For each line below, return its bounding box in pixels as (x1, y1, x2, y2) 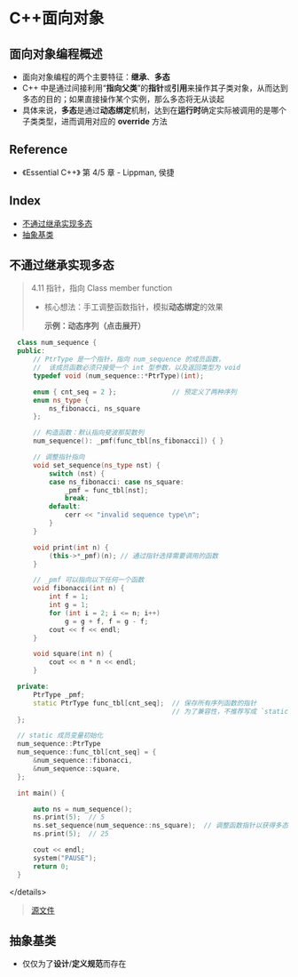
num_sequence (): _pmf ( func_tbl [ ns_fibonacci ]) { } (32, 436, 224, 445)
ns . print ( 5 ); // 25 (32, 829, 109, 838)
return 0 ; (32, 861, 69, 871)
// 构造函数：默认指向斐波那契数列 (32, 428, 145, 437)
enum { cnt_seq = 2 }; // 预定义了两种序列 (32, 388, 238, 396)
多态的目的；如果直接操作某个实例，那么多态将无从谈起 (21, 94, 224, 104)
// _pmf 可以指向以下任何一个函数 (32, 575, 145, 585)
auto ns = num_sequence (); (32, 805, 133, 813)
